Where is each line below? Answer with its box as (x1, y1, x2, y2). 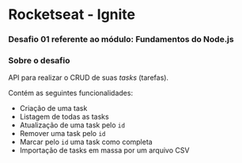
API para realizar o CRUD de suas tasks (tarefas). (8, 73, 168, 82)
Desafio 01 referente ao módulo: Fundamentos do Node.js (8, 34, 235, 45)
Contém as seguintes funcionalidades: (8, 89, 133, 98)
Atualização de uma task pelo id (19, 120, 125, 130)
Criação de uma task (19, 104, 88, 113)
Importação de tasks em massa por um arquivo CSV (19, 146, 190, 155)
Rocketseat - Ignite (8, 6, 136, 24)
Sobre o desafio (8, 55, 70, 66)
